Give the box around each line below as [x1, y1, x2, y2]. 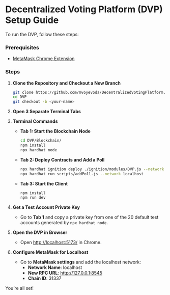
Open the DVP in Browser [12, 229, 68, 235]
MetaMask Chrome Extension [12, 56, 75, 62]
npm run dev [20, 195, 46, 200]
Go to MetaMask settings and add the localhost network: [20, 259, 141, 265]
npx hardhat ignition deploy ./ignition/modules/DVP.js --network [20, 167, 164, 172]
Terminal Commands [12, 118, 58, 124]
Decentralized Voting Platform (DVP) [5, 4, 163, 15]
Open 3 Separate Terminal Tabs [12, 109, 81, 115]
